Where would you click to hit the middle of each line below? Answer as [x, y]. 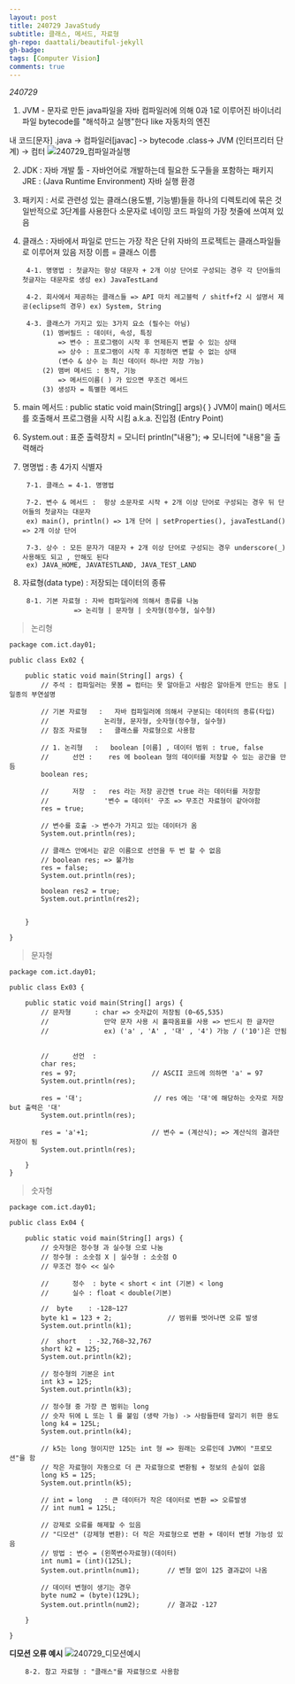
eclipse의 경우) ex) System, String [97, 307]
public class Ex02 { [47, 660]
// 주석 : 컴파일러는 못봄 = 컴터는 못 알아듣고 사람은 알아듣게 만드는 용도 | [164, 685]
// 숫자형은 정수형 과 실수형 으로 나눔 [102, 1247]
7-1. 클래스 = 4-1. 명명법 [70, 485]
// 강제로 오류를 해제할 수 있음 [91, 1525]
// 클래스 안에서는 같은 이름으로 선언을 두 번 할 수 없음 [131, 850]
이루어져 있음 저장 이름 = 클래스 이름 [94, 252]
